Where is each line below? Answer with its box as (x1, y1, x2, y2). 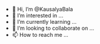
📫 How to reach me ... (12, 32, 68, 38)
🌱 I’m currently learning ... (12, 18, 77, 25)
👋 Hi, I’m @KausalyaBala (12, 6, 73, 12)
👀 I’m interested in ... (12, 12, 64, 19)
